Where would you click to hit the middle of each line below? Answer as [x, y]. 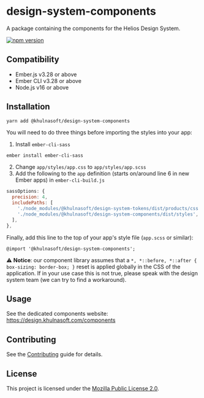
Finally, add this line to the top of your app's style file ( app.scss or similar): [100, 237]
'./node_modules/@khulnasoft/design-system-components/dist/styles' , [108, 214]
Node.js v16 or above [42, 87]
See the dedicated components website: [57, 314]
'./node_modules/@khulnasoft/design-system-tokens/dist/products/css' [109, 209]
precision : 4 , [30, 197]
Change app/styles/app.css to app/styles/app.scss [81, 167]
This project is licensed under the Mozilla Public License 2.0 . [83, 388]
